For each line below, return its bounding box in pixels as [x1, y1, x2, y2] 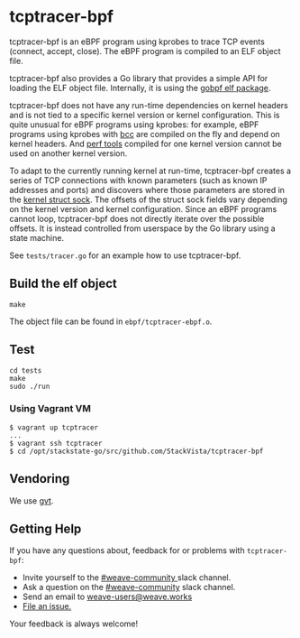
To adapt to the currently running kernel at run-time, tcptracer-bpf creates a [9, 165, 291, 176]
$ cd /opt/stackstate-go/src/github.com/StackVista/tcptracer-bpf [9, 447, 264, 456]
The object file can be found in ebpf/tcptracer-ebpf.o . [9, 316, 213, 327]
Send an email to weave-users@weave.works [22, 591, 193, 602]
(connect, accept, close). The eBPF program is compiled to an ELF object [9, 45, 281, 56]
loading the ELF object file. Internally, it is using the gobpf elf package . [9, 82, 271, 93]
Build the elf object [9, 276, 117, 291]
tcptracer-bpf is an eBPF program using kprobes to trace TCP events [9, 36, 266, 47]
